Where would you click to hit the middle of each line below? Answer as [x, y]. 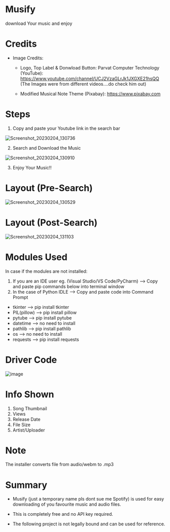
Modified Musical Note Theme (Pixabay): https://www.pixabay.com [90, 94]
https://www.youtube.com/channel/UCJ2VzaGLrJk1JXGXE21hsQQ [90, 78]
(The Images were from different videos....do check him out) [83, 84]
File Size [22, 424]
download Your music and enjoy [39, 23]
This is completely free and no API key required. [63, 514]
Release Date [26, 419]
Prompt [20, 297]
